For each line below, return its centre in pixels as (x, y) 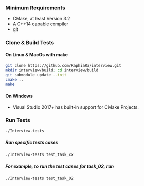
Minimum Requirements (35, 8)
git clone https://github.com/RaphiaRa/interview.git (63, 66)
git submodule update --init (36, 75)
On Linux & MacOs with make (37, 54)
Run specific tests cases (32, 142)
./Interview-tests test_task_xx (39, 155)
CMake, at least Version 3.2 (41, 19)
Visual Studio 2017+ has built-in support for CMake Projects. (76, 107)
